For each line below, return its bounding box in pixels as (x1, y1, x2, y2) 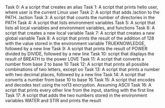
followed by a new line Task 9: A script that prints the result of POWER (5, 46, 148, 51)
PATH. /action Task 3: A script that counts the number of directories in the (5, 15, 155, 20)
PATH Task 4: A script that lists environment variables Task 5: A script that (5, 20, 156, 25)
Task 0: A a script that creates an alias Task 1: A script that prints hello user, (5, 4, 159, 10)
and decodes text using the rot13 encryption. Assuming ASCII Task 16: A (5, 82, 152, 87)
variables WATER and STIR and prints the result (5, 98, 101, 103)
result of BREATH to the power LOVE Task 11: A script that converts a (5, 56, 144, 62)
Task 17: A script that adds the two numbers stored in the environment (5, 92, 147, 98)
